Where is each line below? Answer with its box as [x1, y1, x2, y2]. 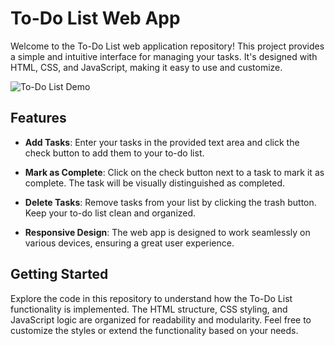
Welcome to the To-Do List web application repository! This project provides [10, 40, 325, 52]
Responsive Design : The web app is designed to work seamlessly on [24, 226, 311, 238]
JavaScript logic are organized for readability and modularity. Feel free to [10, 313, 312, 326]
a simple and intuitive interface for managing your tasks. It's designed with [10, 50, 318, 62]
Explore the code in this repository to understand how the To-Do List [10, 292, 293, 304]
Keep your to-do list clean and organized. [24, 207, 197, 219]
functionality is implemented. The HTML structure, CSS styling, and [10, 303, 288, 315]
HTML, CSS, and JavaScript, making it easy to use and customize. [10, 61, 283, 73]
